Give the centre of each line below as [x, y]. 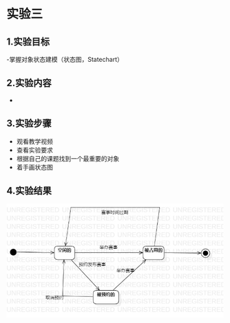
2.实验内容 [29, 83]
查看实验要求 [34, 150]
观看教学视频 [34, 141]
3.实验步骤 [29, 123]
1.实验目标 [28, 42]
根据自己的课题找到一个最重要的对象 [68, 158]
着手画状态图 [34, 167]
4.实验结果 [29, 191]
